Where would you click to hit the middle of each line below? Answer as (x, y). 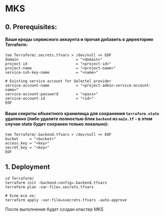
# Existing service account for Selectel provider (58, 81)
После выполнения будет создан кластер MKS (54, 209)
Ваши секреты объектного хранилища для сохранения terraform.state (82, 114)
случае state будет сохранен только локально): (57, 124)
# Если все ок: (21, 196)
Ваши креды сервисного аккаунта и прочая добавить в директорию (79, 40)
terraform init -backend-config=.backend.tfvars (56, 183)
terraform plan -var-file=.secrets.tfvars (49, 187)
